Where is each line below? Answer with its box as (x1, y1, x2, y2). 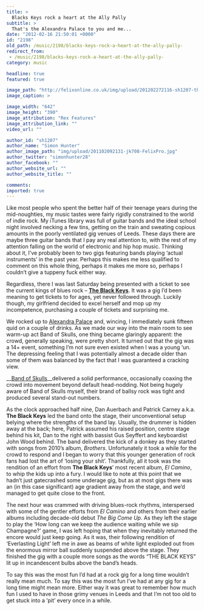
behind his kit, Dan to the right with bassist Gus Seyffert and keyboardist (6, 432, 188, 439)
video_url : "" (6, 126, 42, 132)
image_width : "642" (6, 104, 56, 110)
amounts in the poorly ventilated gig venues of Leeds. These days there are (6, 230, 195, 237)
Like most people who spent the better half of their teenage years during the (6, 204, 197, 212)
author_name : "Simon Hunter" (6, 143, 80, 149)
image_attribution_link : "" (6, 121, 78, 127)
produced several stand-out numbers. (6, 394, 101, 401)
